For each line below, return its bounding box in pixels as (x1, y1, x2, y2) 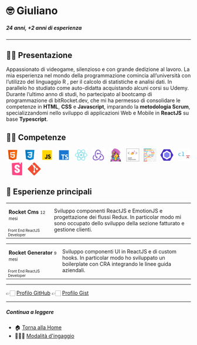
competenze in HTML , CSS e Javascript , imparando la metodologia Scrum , (6, 103, 191, 110)
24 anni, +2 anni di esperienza (6, 24, 82, 31)
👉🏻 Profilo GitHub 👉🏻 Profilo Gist (6, 289, 89, 296)
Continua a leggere (6, 309, 54, 316)
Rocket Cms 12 (8, 208, 46, 215)
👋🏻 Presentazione (6, 50, 73, 60)
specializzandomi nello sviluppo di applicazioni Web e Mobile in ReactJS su (6, 109, 189, 116)
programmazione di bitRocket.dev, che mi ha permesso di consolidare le (6, 97, 181, 104)
